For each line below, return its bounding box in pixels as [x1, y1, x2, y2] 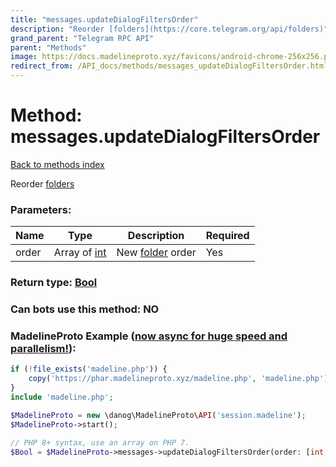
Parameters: [10, 202, 72, 216]
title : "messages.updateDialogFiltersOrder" [10, 14, 199, 25]
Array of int [53, 246, 107, 260]
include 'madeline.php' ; [10, 392, 114, 402]
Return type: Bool [10, 276, 98, 290]
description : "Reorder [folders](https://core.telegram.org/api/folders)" [10, 24, 329, 34]
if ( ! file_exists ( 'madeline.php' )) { [10, 364, 168, 375]
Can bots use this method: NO [10, 302, 160, 316]
